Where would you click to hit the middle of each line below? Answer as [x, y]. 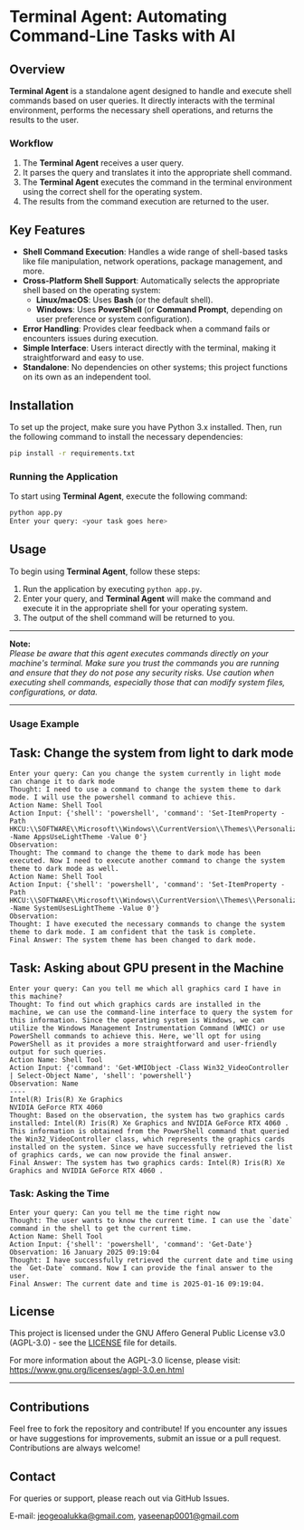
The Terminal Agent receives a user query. [103, 163]
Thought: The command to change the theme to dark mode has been [135, 853]
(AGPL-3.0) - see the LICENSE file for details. [93, 1343]
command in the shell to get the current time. [101, 1229]
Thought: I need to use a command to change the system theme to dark [145, 789]
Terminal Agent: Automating [119, 17]
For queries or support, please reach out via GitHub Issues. [119, 1498]
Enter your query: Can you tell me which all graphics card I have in [145, 989]
